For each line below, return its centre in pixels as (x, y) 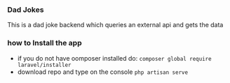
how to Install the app (45, 43)
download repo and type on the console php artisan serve (102, 72)
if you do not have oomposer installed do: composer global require (114, 58)
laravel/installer (44, 65)
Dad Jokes (26, 10)
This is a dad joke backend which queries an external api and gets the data (115, 25)
